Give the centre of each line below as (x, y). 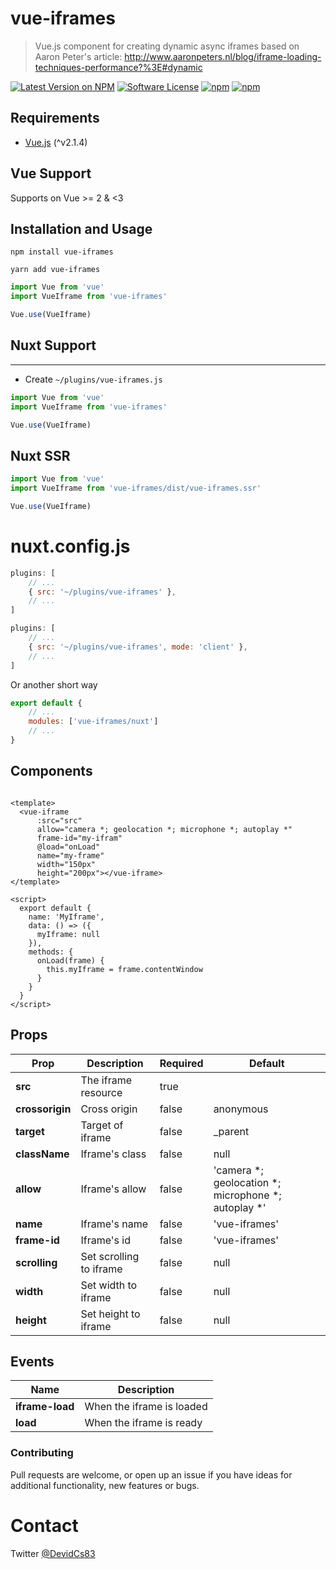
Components (51, 771)
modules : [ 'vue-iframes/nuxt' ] (93, 722)
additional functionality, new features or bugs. (105, 1485)
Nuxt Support (53, 345)
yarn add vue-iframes (55, 270)
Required (181, 1063)
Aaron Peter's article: (78, 56)
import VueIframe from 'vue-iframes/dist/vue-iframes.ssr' (136, 488)
